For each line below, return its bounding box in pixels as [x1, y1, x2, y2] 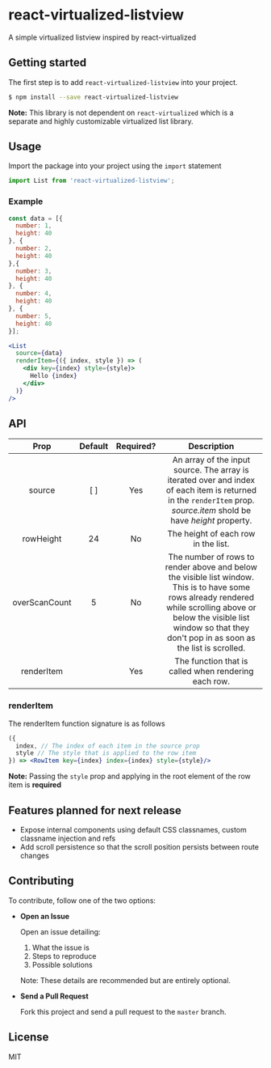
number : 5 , [15, 311, 52, 320]
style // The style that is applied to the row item [15, 749, 197, 757]
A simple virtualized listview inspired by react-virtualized [8, 32, 197, 42]
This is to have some [172, 582, 251, 593]
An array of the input [172, 455, 251, 466]
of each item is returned [165, 485, 256, 496]
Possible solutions [31, 960, 93, 969]
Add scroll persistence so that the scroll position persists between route [19, 842, 260, 852]
